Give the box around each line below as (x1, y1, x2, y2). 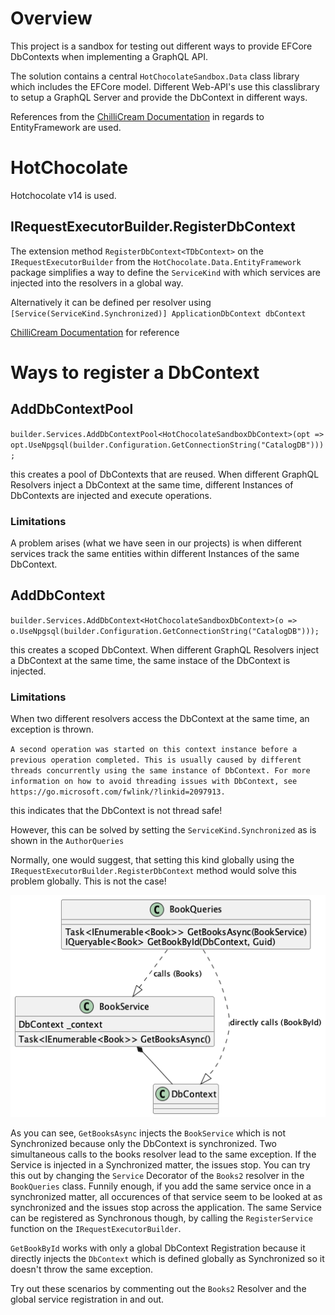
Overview (10, 7, 93, 30)
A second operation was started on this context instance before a (10, 745, 298, 755)
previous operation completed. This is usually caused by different (10, 755, 302, 766)
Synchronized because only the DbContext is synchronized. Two (10, 1138, 277, 1150)
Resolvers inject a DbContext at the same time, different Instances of (10, 478, 294, 491)
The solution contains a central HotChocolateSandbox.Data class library (10, 70, 300, 82)
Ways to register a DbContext (10, 361, 260, 384)
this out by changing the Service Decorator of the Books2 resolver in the (10, 1170, 305, 1182)
